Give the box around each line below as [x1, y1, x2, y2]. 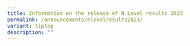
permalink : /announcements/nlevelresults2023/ [7, 16, 143, 23]
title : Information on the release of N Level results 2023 [7, 9, 184, 17]
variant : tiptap [7, 22, 54, 29]
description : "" [7, 28, 54, 36]
